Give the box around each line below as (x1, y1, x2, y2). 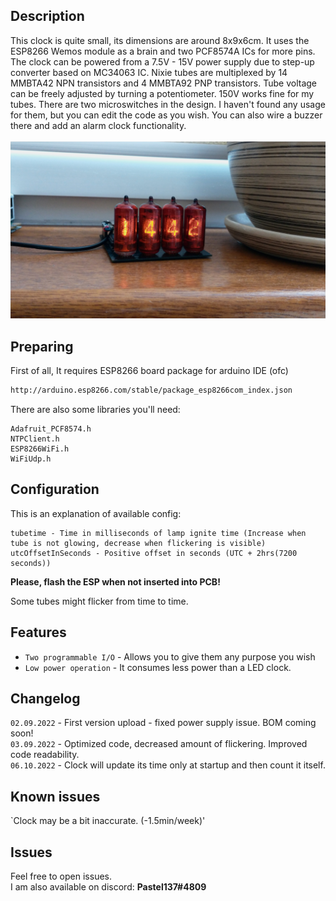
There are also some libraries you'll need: (10, 404, 181, 415)
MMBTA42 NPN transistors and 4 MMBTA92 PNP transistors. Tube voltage (10, 77, 317, 89)
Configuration (10, 481, 100, 498)
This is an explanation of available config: (10, 507, 182, 519)
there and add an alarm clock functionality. (10, 119, 187, 131)
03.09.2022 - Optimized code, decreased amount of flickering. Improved (10, 738, 308, 750)
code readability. (10, 749, 80, 761)
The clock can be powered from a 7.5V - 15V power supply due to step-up (10, 55, 315, 68)
